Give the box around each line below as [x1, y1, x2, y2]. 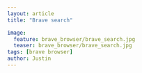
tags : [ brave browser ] [7, 49, 73, 56]
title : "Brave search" [7, 17, 73, 24]
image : [7, 29, 26, 36]
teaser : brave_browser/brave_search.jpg [13, 42, 132, 49]
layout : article [7, 10, 54, 17]
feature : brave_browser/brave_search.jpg [13, 35, 136, 42]
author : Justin [7, 55, 52, 63]
